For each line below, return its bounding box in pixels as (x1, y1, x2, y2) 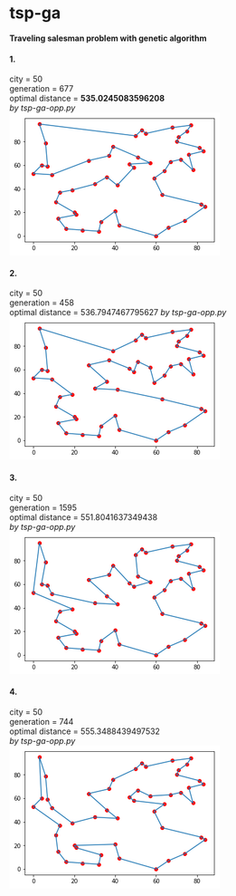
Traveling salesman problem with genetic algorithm (9, 33, 207, 43)
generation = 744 (9, 716, 74, 727)
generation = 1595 (9, 502, 78, 513)
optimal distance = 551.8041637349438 (9, 511, 158, 523)
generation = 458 (9, 297, 75, 308)
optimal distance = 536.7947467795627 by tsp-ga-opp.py (9, 307, 227, 318)
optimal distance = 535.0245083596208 (9, 93, 165, 104)
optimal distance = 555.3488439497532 (9, 726, 161, 737)
